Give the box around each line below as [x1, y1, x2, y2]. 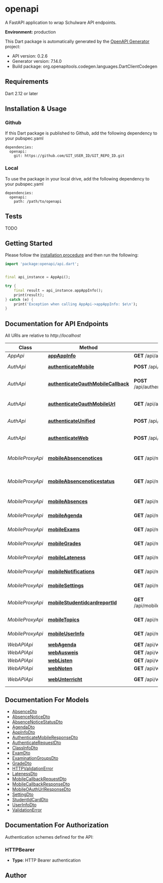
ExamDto [12, 750, 31, 756]
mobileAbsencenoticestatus [48, 478, 115, 485]
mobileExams [48, 526, 80, 533]
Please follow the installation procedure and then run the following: [5, 252, 139, 258]
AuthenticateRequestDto [12, 740, 62, 746]
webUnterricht [48, 676, 82, 683]
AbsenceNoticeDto [12, 713, 50, 720]
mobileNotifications [48, 568, 95, 575]
